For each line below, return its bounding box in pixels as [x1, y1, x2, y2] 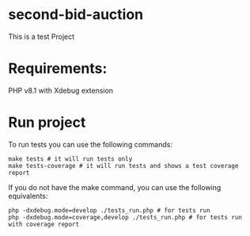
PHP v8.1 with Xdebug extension [8, 86, 113, 95]
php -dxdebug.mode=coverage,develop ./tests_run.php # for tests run [8, 213, 243, 221]
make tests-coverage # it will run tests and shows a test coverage [8, 162, 239, 169]
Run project [8, 113, 86, 131]
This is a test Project [8, 32, 75, 41]
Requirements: [8, 59, 108, 78]
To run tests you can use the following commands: [8, 139, 172, 149]
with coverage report [8, 220, 80, 228]
